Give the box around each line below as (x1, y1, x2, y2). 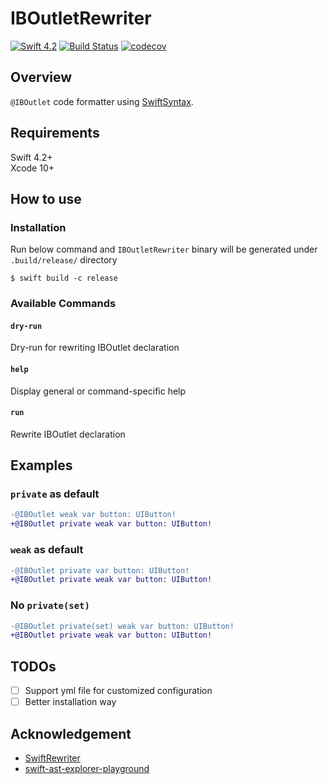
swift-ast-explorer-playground (24, 763, 150, 775)
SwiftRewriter (24, 752, 81, 764)
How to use (10, 190, 82, 207)
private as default (10, 487, 100, 501)
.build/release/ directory (10, 254, 118, 266)
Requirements (10, 125, 100, 142)
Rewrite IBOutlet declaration (10, 428, 126, 440)
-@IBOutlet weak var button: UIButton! (10, 510, 177, 520)
